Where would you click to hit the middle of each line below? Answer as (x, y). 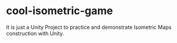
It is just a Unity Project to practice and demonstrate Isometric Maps (89, 27)
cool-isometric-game (60, 11)
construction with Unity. (35, 33)
